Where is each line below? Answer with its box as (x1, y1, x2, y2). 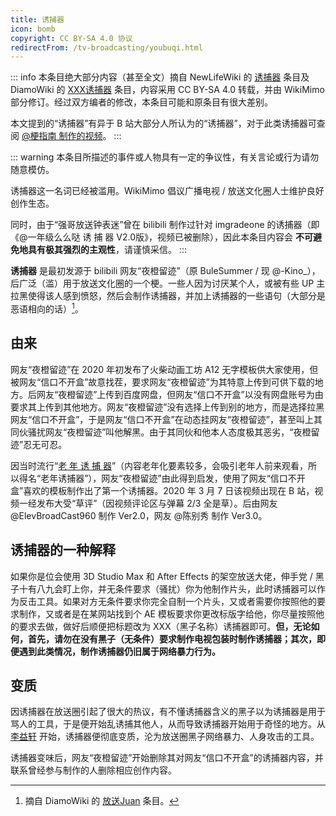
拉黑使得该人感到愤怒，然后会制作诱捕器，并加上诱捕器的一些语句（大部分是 (10, 290, 326, 302)
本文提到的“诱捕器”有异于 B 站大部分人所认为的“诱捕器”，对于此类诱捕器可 (10, 117, 317, 130)
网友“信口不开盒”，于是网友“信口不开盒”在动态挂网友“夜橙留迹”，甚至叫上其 (10, 413, 323, 425)
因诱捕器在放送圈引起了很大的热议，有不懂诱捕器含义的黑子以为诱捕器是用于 (10, 706, 326, 718)
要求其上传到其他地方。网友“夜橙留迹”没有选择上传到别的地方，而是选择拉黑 (10, 401, 325, 413)
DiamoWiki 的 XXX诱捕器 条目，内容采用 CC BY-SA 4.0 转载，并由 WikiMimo (10, 84, 325, 96)
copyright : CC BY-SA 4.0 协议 (10, 33, 133, 43)
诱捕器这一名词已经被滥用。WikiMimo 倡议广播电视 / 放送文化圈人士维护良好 (10, 185, 325, 197)
